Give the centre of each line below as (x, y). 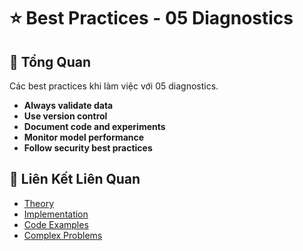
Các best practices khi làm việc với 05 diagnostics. (114, 86)
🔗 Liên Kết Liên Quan (75, 179)
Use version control (65, 116)
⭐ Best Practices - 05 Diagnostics (151, 18)
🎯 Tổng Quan (50, 61)
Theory (39, 203)
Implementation (56, 214)
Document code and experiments (94, 126)
